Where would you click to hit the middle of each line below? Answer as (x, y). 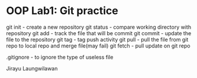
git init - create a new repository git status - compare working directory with (98, 27)
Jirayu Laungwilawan (32, 68)
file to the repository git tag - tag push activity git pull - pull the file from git (97, 39)
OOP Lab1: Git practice (62, 11)
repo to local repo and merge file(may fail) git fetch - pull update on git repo (98, 46)
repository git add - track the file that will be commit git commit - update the (99, 33)
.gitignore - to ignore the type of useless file (60, 57)
